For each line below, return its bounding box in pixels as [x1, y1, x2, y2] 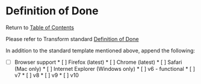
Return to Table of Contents [5, 24, 75, 31]
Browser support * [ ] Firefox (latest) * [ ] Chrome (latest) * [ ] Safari [14, 58, 182, 66]
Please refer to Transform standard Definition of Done [5, 35, 139, 42]
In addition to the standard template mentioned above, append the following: [5, 46, 196, 54]
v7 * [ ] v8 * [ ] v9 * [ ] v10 [14, 71, 79, 79]
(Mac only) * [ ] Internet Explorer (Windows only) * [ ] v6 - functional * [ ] [14, 66, 195, 72]
